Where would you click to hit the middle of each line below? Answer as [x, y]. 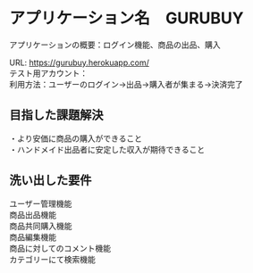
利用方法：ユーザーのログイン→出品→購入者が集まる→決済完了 [126, 84]
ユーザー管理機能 [41, 203]
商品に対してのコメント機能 [60, 248]
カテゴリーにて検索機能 [52, 259]
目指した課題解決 [56, 116]
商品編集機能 [33, 236]
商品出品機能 [33, 214]
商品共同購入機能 [41, 226]
